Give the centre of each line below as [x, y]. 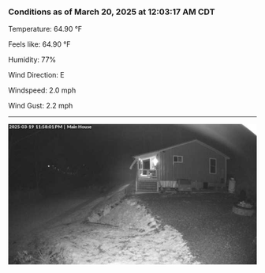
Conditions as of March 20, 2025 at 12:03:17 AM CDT [112, 12]
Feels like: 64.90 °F [39, 44]
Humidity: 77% [32, 60]
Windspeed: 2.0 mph [42, 90]
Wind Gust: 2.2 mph [41, 106]
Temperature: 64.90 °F [45, 29]
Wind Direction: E [36, 75]
